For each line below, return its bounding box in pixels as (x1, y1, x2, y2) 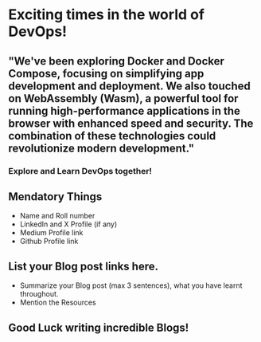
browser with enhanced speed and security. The (8, 116, 254, 130)
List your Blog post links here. (8, 259, 159, 273)
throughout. (19, 289, 59, 299)
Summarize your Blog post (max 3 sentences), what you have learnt (19, 281, 243, 290)
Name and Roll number (19, 211, 95, 221)
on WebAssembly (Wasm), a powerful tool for (8, 92, 239, 105)
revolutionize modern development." (8, 141, 195, 155)
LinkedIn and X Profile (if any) (19, 219, 118, 229)
